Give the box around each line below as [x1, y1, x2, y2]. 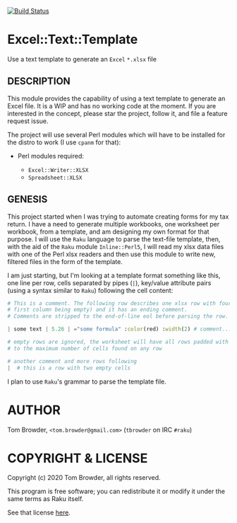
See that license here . [7, 508, 71, 517]
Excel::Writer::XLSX [28, 166, 89, 173]
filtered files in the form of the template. [7, 257, 123, 265]
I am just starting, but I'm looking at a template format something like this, [7, 271, 221, 280]
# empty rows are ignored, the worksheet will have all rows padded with [7, 338, 229, 346]
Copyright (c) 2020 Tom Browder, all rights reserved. [7, 473, 161, 482]
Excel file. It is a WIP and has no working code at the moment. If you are [7, 101, 217, 110]
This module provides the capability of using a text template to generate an [7, 94, 226, 103]
